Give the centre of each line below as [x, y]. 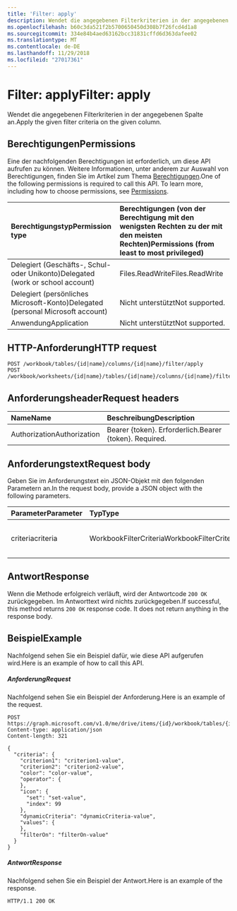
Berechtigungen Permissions [72, 144]
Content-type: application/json [55, 730]
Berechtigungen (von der [163, 208]
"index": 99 [43, 804]
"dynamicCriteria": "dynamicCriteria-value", [88, 816]
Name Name [31, 418]
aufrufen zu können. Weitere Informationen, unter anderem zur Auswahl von [118, 168]
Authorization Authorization [55, 434]
